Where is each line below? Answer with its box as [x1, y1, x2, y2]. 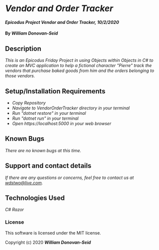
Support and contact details [5, 161, 91, 170]
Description [5, 44, 41, 53]
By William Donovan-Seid [5, 30, 58, 36]
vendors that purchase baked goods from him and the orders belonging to [5, 68, 155, 73]
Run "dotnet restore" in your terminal [12, 110, 86, 116]
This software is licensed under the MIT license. [5, 230, 101, 236]
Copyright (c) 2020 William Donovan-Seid [5, 239, 91, 245]
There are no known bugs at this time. [5, 147, 82, 153]
